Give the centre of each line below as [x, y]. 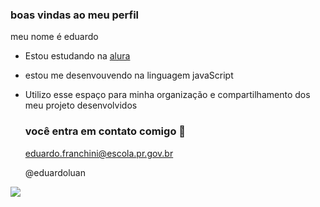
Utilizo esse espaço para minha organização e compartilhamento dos [167, 95]
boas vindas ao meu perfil [75, 15]
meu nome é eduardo [54, 37]
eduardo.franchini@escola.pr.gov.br [99, 153]
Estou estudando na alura [77, 56]
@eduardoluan [55, 172]
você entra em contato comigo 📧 [105, 131]
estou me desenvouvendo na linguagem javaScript [129, 75]
